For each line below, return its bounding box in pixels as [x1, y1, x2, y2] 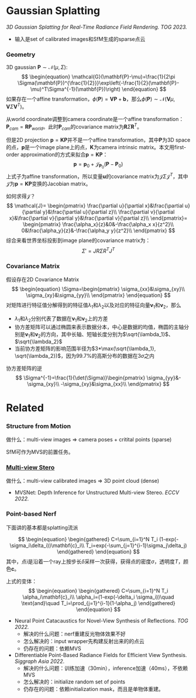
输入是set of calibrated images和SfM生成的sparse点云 [14, 35, 146, 42]
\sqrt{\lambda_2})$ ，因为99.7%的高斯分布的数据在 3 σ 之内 [14, 353, 155, 360]
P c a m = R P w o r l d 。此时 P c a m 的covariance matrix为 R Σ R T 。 [6, 122, 142, 132]
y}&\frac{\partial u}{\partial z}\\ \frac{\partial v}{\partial [42, 209, 175, 216]
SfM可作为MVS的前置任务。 [6, 448, 74, 455]
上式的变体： [6, 578, 37, 585]
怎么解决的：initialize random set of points [23, 678, 126, 685]
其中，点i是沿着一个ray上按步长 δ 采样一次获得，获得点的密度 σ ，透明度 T [6, 558, 178, 565]
